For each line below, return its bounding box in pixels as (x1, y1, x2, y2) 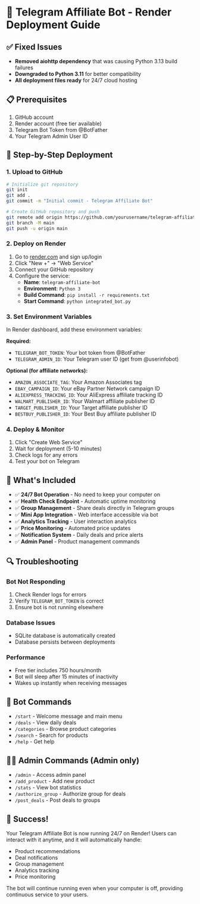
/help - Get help (14, 738, 55, 745)
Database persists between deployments (14, 638, 115, 645)
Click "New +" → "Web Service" (14, 259, 94, 266)
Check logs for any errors (14, 451, 78, 459)
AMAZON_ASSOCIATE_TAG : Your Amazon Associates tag (14, 379, 142, 386)
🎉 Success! (6, 814, 49, 824)
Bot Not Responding (6, 577, 65, 586)
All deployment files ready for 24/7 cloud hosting (14, 77, 138, 84)
